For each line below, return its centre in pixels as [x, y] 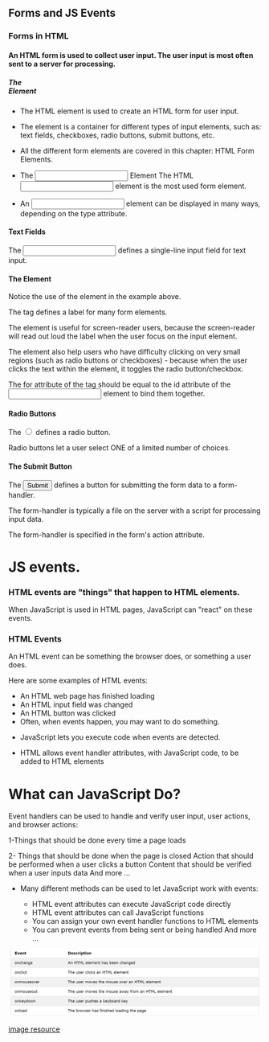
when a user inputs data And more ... [69, 873]
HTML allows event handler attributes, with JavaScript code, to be [129, 753]
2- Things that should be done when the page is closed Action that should [131, 856]
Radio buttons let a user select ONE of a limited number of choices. [119, 448]
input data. [26, 519]
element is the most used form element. [181, 186]
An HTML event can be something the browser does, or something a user [130, 656]
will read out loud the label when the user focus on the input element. [123, 336]
